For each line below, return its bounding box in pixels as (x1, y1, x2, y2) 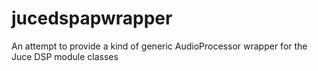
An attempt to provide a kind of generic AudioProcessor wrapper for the (11, 40, 308, 52)
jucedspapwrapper (11, 7, 173, 30)
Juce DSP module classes (11, 50, 119, 62)
